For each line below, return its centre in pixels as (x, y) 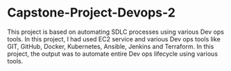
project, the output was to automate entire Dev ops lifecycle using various (113, 54)
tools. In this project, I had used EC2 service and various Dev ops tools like (114, 39)
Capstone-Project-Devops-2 (91, 13)
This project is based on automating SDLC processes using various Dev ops (115, 32)
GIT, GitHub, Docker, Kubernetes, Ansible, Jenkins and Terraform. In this (111, 46)
